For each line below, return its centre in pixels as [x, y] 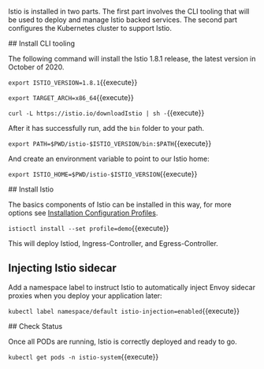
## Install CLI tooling [42, 43]
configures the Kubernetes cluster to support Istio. [90, 28]
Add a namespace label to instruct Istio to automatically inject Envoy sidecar [132, 287]
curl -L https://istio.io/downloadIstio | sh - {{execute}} [106, 113]
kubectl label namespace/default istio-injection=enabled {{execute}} [124, 311]
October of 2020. [36, 67]
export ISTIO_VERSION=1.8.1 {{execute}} [73, 82]
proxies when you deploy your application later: [86, 296]
